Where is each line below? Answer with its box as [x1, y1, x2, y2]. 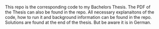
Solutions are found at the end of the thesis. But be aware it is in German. [5, 19, 151, 25]
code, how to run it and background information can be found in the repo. [5, 14, 152, 20]
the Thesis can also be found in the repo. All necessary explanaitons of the [5, 9, 155, 15]
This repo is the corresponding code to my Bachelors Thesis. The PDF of [5, 4, 151, 10]
